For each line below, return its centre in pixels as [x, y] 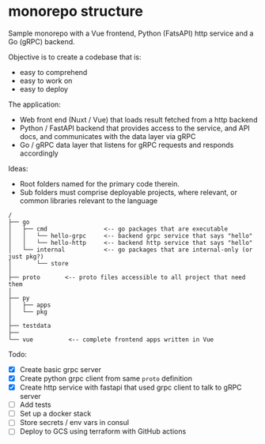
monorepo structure [76, 11]
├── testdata [30, 325]
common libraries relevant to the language [89, 201]
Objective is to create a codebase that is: [75, 57]
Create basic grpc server [60, 369]
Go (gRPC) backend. [42, 41]
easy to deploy [44, 88]
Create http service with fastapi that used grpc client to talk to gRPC [131, 388]
